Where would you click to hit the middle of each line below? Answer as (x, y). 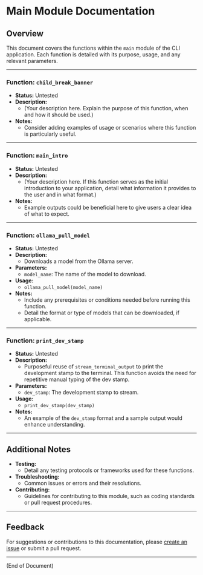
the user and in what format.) (60, 194)
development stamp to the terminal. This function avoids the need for (110, 373)
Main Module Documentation (81, 11)
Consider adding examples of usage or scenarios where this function (110, 128)
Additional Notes (39, 449)
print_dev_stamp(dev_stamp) (59, 406)
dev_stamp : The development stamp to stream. (81, 393)
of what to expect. (47, 214)
